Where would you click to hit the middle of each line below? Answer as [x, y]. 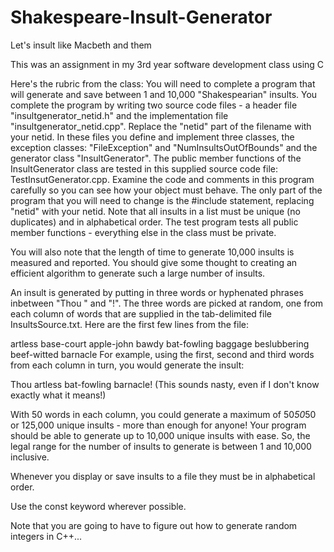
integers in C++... [46, 536]
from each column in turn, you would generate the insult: [127, 365]
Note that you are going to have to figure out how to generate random [154, 525]
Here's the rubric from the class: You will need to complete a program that [163, 83]
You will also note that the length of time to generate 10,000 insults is [152, 252]
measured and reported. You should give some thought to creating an [154, 262]
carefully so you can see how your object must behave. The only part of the [166, 190]
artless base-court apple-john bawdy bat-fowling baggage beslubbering [160, 343]
